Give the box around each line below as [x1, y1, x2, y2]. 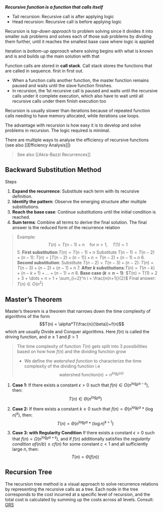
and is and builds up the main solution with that [5, 53, 100, 59]
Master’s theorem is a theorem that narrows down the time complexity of [5, 308, 151, 314]
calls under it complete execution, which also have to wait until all [12, 93, 144, 99]
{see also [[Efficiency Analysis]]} [5, 142, 71, 148]
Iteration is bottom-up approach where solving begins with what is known [5, 48, 153, 54]
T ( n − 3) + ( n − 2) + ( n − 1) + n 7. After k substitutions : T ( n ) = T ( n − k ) [17, 265, 155, 271]
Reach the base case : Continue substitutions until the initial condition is [12, 209, 156, 214]
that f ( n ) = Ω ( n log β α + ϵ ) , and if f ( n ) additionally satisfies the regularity [12, 435, 151, 442]
